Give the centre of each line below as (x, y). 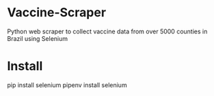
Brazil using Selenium (38, 38)
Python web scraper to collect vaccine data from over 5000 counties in (107, 31)
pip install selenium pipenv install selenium (67, 85)
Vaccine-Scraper (57, 13)
